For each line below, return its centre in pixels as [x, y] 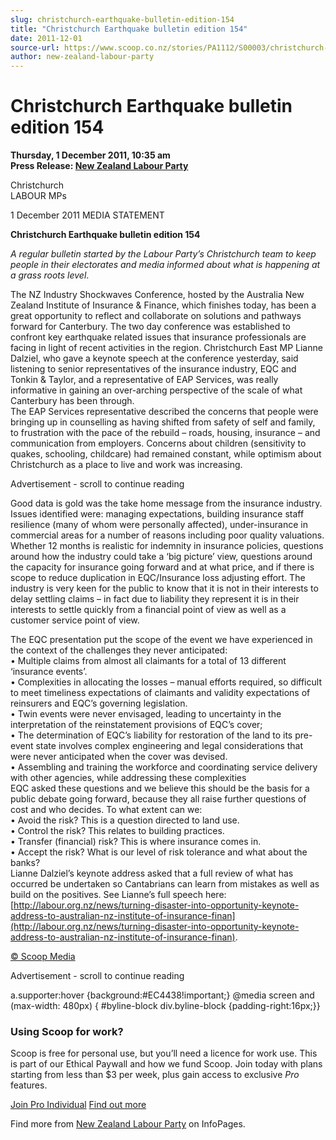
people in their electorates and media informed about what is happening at [165, 265]
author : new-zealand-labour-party [82, 57]
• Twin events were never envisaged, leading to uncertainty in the [146, 714]
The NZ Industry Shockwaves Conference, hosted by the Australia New [157, 295]
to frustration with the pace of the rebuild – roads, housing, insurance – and [165, 433]
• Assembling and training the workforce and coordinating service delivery [164, 767]
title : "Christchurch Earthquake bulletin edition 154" [129, 29]
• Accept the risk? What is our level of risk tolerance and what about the [159, 852]
